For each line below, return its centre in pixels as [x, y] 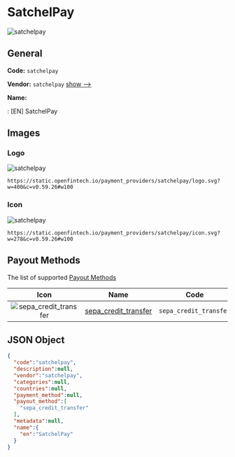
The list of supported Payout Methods [62, 277]
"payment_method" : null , [48, 395]
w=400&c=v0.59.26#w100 [40, 187]
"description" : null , [43, 369]
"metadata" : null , [39, 421]
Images [24, 133]
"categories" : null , [42, 382]
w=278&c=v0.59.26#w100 [40, 239]
